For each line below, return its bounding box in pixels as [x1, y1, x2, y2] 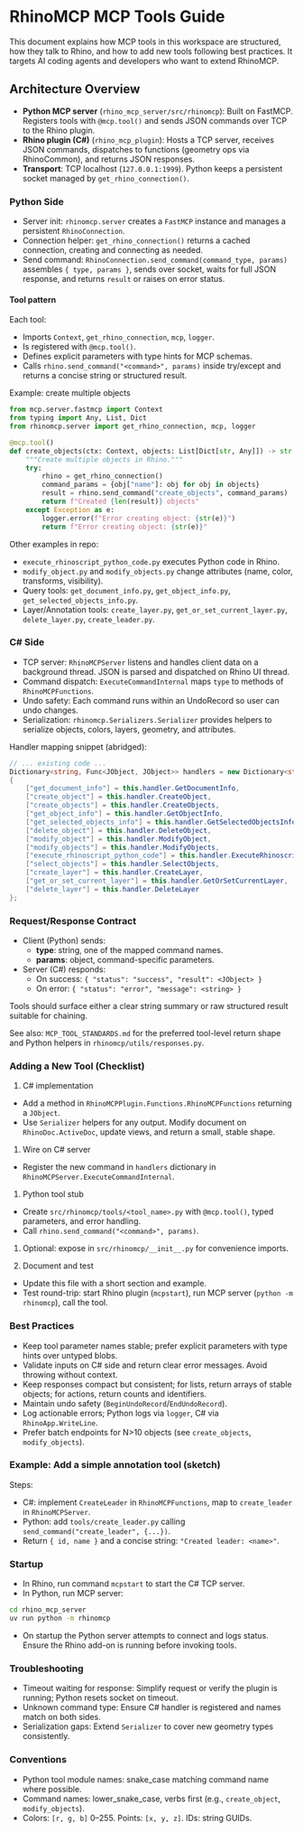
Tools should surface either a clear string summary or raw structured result [9, 1000, 289, 1011]
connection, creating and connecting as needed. [22, 245, 204, 256]
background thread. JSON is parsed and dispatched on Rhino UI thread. [22, 666, 290, 677]
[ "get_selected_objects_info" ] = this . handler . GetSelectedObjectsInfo [25, 818, 297, 827]
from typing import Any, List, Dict [9, 414, 147, 423]
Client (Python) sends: [22, 935, 106, 946]
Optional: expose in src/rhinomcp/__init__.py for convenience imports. [22, 1243, 289, 1254]
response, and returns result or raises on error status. [22, 274, 225, 285]
